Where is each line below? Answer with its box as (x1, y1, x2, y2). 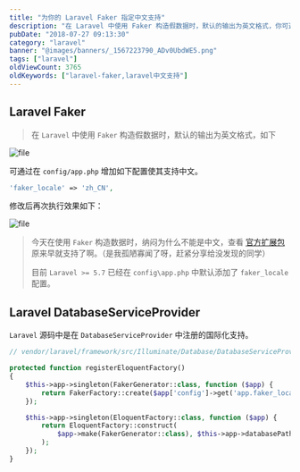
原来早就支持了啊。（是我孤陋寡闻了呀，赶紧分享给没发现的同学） (30, 248, 271, 259)
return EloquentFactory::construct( (41, 421, 178, 430)
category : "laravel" (9, 38, 87, 47)
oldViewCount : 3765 (9, 63, 82, 72)
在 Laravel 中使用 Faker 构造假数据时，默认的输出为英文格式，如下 (30, 129, 277, 139)
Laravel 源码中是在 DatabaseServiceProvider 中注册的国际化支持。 (9, 330, 254, 341)
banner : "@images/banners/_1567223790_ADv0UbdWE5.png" (9, 46, 218, 55)
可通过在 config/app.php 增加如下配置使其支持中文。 (9, 165, 204, 176)
